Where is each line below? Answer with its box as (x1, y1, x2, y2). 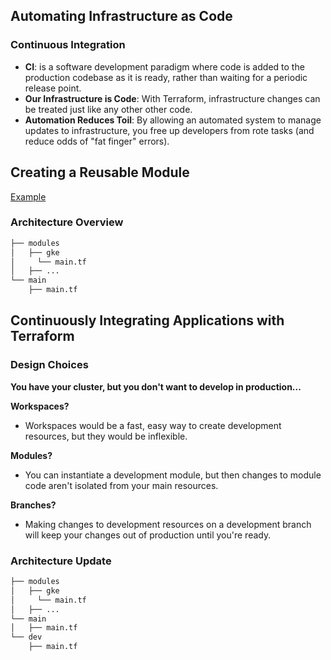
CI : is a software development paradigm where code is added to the (24, 60, 305, 73)
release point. (24, 82, 82, 94)
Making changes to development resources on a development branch (24, 518, 312, 530)
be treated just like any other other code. (24, 103, 193, 115)
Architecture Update (10, 554, 112, 568)
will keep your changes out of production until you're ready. (24, 529, 272, 541)
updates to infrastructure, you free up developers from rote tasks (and (24, 124, 315, 136)
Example (10, 190, 47, 203)
